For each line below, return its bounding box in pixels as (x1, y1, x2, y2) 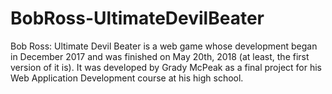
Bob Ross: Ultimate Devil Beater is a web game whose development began (10, 40, 318, 52)
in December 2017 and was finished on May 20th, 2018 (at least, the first (10, 50, 310, 62)
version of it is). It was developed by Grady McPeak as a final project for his (10, 61, 323, 73)
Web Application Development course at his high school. (10, 72, 244, 84)
